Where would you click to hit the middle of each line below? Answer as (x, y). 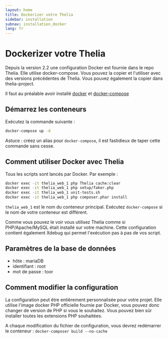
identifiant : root (29, 266)
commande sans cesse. (30, 146)
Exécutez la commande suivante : (40, 121)
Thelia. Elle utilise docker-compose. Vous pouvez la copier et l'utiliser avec (83, 73)
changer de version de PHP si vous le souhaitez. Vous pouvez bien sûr (79, 310)
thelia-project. (20, 84)
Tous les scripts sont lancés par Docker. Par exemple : (62, 174)
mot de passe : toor (33, 271)
